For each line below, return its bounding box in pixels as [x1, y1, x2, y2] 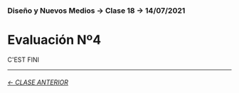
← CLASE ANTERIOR [7, 78, 69, 87]
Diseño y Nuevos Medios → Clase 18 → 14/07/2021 [7, 6, 186, 16]
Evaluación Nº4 [7, 32, 102, 48]
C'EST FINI [7, 55, 40, 64]
